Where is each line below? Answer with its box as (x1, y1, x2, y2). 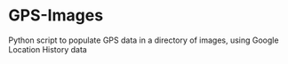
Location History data (8, 44, 88, 54)
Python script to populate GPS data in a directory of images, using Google (8, 35, 279, 45)
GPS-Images (8, 5, 104, 26)
